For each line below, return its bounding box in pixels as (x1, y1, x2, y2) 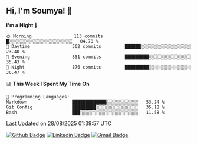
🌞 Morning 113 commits (6, 33, 103, 39)
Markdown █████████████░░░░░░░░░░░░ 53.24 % (6, 99, 165, 105)
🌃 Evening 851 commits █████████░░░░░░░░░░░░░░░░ (6, 54, 192, 60)
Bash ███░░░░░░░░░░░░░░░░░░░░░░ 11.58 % (6, 109, 165, 116)
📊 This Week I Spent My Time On (6, 80, 90, 87)
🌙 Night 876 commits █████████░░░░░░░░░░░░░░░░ (6, 64, 192, 70)
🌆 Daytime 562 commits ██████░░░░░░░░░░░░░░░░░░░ (6, 43, 192, 49)
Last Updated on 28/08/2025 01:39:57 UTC (6, 120, 112, 127)
